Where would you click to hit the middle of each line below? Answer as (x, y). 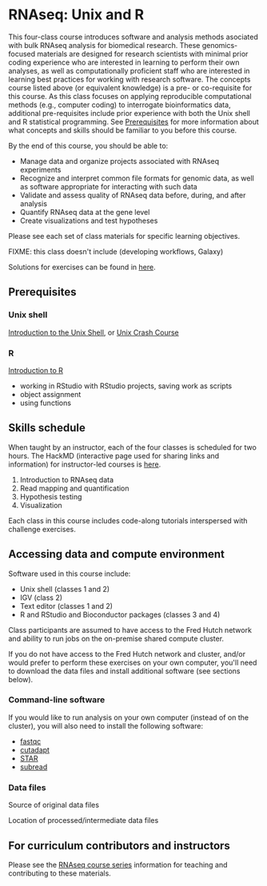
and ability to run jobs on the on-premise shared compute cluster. (116, 638)
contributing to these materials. (60, 873)
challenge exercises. (42, 529)
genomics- (220, 45)
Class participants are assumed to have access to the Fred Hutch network (130, 630)
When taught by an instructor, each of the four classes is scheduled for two (133, 447)
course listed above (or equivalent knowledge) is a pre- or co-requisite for (130, 87)
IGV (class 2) (41, 598)
